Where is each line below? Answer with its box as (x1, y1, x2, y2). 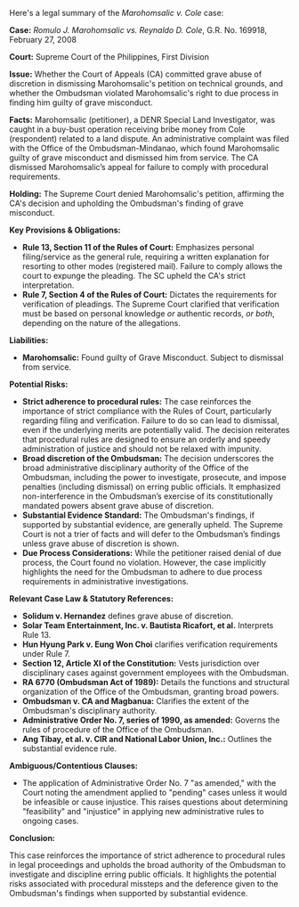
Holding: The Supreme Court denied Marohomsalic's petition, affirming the (9, 189, 285, 199)
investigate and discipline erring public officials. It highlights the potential (9, 869, 278, 879)
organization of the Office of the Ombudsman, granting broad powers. (21, 686, 279, 697)
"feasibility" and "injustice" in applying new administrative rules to (21, 806, 264, 816)
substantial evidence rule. (21, 743, 117, 754)
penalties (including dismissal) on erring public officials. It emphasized (21, 481, 281, 492)
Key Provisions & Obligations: (9, 225, 122, 235)
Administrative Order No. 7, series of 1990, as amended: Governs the (21, 715, 280, 725)
